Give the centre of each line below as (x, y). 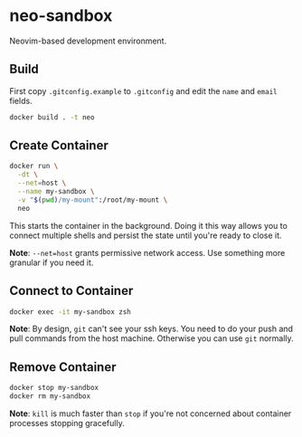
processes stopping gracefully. (67, 423)
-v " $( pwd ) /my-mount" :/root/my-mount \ (93, 200)
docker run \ (34, 166)
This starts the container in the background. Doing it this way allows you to (148, 225)
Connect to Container (71, 291)
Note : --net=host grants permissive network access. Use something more (147, 252)
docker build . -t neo (52, 117)
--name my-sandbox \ (56, 192)
